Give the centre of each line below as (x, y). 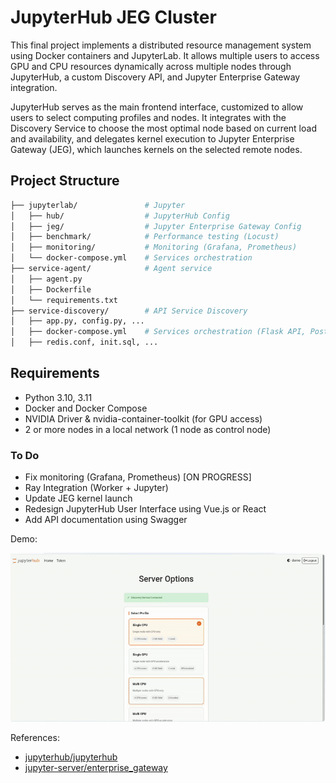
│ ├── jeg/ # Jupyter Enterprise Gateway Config (156, 226)
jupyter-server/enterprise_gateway (96, 768)
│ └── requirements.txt (64, 300)
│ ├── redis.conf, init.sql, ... (84, 342)
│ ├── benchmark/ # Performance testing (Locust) (145, 237)
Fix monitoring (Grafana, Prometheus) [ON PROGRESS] (138, 477)
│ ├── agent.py (46, 279)
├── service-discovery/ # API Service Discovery (129, 311)
